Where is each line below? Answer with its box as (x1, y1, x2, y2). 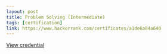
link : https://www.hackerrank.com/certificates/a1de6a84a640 (6, 25, 162, 31)
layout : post (6, 8, 39, 15)
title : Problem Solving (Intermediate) (6, 14, 106, 20)
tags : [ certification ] (6, 20, 63, 26)
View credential (6, 42, 45, 49)
